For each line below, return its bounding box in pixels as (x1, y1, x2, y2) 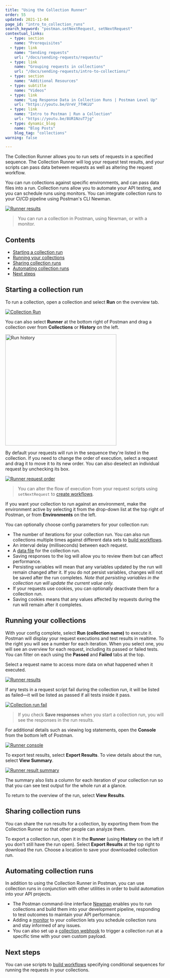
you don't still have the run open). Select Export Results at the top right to (5, 841, 160, 847)
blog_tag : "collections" (14, 130, 67, 135)
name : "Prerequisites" (14, 41, 62, 46)
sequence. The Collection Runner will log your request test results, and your (5, 159, 164, 165)
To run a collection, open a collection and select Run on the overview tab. (5, 299, 159, 305)
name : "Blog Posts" (14, 126, 56, 131)
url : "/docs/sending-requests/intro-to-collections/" (14, 69, 130, 74)
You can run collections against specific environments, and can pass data (5, 180, 159, 186)
